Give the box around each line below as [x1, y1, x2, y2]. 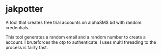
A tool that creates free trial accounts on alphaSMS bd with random [5, 19, 142, 25]
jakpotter [5, 3, 44, 15]
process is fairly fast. [5, 44, 48, 50]
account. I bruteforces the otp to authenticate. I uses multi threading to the [5, 39, 157, 45]
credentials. [5, 24, 29, 30]
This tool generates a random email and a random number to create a [5, 34, 146, 40]
